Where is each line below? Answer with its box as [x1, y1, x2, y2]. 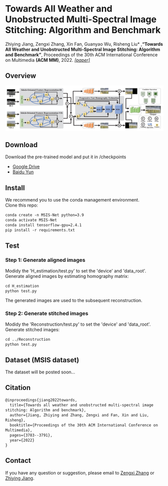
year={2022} [10, 438, 35, 443]
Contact [5, 456, 31, 465]
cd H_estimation [5, 283, 39, 288]
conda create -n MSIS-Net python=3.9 [5, 213, 84, 218]
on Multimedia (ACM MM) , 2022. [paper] [5, 57, 90, 63]
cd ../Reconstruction [5, 337, 51, 342]
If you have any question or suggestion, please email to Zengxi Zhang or [5, 469, 154, 475]
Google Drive [12, 164, 40, 170]
